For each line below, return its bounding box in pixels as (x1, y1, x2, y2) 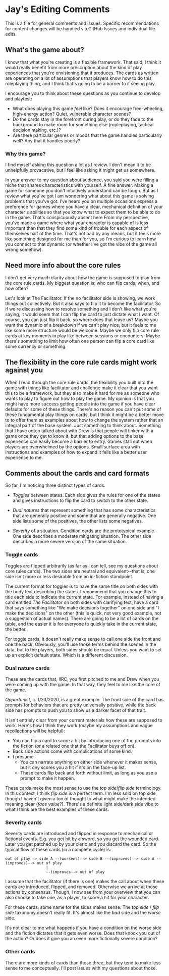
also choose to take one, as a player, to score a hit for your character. (5, 895, 149, 901)
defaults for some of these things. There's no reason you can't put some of (5, 406, 161, 412)
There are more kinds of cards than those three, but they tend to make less (5, 959, 161, 965)
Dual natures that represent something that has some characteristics (12, 507, 156, 513)
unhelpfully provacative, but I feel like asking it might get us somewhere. (5, 167, 155, 173)
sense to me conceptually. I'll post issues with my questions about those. (5, 965, 157, 971)
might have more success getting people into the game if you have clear (5, 400, 155, 407)
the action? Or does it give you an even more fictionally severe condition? (5, 936, 158, 942)
